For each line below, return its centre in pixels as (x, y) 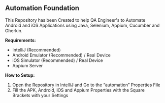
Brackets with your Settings (40, 95)
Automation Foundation (42, 8)
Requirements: (20, 40)
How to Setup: (20, 75)
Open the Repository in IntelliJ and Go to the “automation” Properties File (86, 85)
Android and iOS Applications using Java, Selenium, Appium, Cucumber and (82, 25)
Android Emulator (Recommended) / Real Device (61, 55)
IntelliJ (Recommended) (36, 50)
